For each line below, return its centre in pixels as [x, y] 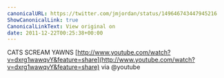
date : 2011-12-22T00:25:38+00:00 [55, 33]
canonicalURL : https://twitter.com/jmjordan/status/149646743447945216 [112, 13]
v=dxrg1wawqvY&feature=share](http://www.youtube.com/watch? [101, 60]
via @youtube [121, 67]
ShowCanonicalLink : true [43, 20]
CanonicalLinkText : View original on [61, 26]
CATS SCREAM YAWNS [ [42, 52]
